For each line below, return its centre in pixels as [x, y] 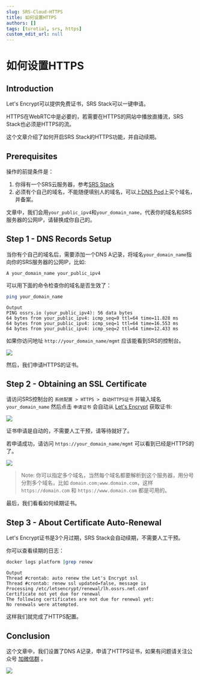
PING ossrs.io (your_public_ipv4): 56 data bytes [70, 313]
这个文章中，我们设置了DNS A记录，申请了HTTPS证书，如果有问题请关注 [97, 651]
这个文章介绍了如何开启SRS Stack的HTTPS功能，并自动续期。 [83, 137]
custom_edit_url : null [35, 34]
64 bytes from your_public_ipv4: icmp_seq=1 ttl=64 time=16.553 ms [92, 323]
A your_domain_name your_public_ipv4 [53, 273]
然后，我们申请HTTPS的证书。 [44, 365]
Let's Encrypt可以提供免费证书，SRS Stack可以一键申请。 [77, 104]
